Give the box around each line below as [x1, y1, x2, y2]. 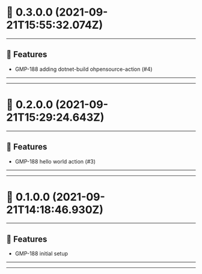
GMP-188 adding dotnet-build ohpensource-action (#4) [14, 65, 153, 73]
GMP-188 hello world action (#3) [14, 157, 96, 165]
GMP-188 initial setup [14, 250, 68, 257]
